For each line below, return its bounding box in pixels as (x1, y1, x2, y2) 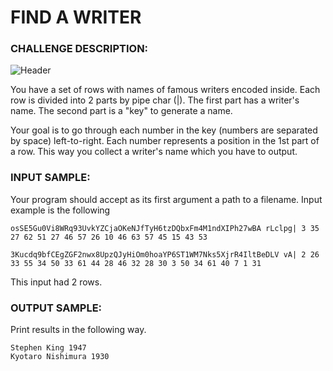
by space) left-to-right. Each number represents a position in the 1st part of (10, 135, 320, 147)
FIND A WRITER (10, 6, 142, 29)
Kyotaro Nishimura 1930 (10, 352, 110, 362)
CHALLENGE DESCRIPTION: (10, 42, 149, 56)
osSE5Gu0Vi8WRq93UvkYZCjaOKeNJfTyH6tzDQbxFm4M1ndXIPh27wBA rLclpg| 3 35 (10, 223, 320, 233)
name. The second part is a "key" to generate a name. (10, 105, 233, 117)
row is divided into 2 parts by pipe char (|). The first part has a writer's (10, 94, 300, 106)
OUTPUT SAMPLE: (10, 301, 103, 315)
